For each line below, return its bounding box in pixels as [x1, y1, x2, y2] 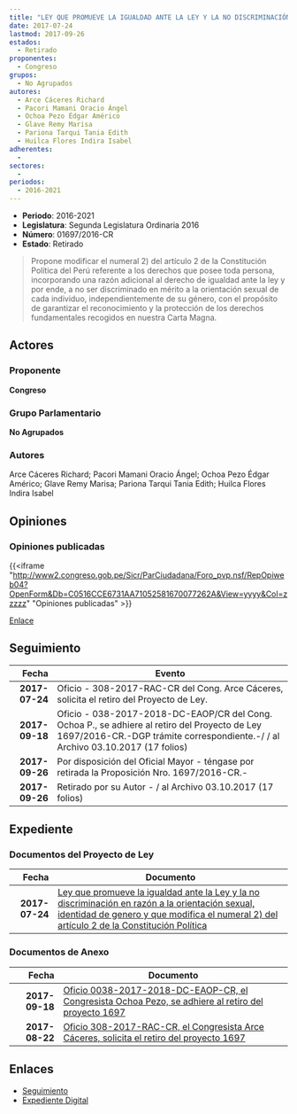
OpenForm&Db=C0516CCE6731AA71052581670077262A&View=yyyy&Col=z [9, 588, 288, 599]
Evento [155, 666, 186, 679]
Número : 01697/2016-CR [21, 230, 114, 239]
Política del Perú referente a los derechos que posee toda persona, [30, 265, 276, 276]
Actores [9, 338, 55, 353]
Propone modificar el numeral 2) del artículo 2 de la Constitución [30, 256, 267, 266]
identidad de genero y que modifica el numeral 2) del [57, 908, 278, 921]
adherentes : [9, 144, 53, 153]
